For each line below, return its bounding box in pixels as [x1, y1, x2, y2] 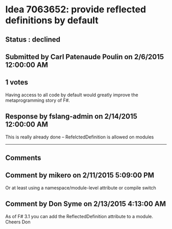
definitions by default [5, 14, 99, 26]
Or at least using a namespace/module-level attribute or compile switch [5, 184, 156, 191]
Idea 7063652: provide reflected [5, 4, 146, 15]
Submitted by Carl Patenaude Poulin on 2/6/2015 [5, 52, 164, 61]
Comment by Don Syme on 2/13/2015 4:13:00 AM [5, 200, 166, 208]
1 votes [5, 78, 28, 87]
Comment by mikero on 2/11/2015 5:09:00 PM [5, 171, 155, 180]
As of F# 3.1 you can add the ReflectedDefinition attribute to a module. [5, 213, 154, 219]
